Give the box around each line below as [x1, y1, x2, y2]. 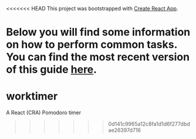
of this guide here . [6, 63, 97, 76]
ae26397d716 [108, 127, 141, 134]
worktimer [6, 90, 58, 103]
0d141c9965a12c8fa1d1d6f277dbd [108, 120, 191, 128]
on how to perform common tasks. [6, 38, 178, 52]
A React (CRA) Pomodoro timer [6, 109, 82, 116]
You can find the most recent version [6, 50, 190, 64]
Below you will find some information [6, 26, 191, 39]
